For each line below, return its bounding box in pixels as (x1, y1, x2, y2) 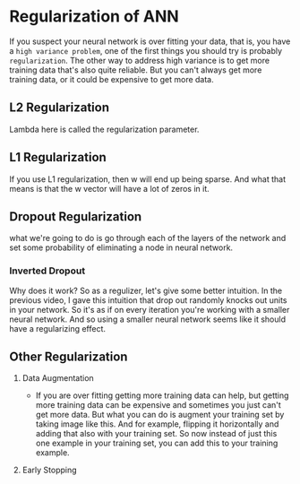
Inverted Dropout (9, 264, 86, 277)
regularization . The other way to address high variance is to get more (9, 55, 270, 65)
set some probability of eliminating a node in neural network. (9, 242, 234, 253)
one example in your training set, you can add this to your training (35, 437, 279, 449)
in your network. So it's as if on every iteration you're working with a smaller (9, 304, 290, 315)
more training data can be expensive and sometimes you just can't (35, 400, 282, 411)
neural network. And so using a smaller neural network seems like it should (9, 314, 287, 324)
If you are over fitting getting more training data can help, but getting (35, 390, 289, 401)
